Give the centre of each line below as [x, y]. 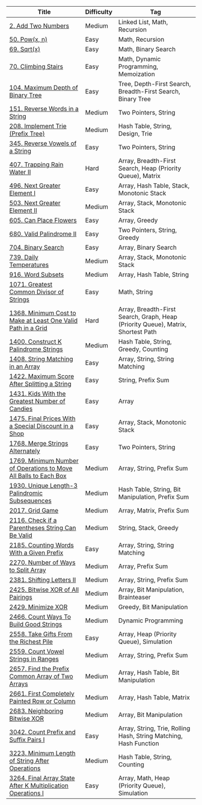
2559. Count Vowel [37, 652]
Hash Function [139, 743]
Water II [20, 172]
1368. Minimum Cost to [43, 313]
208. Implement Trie [38, 126]
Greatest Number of [38, 401]
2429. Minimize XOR [38, 607]
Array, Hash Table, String [154, 275]
